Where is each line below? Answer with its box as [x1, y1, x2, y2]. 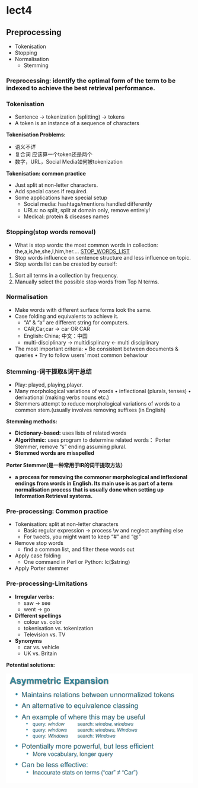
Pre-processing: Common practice [6, 508, 108, 516]
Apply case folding [14, 552, 61, 559]
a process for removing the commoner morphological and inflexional [14, 474, 188, 481]
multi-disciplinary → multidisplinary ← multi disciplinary [23, 339, 159, 346]
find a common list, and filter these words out [23, 546, 135, 553]
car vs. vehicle [23, 643, 60, 650]
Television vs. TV [23, 631, 66, 638]
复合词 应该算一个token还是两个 [14, 151, 93, 158]
